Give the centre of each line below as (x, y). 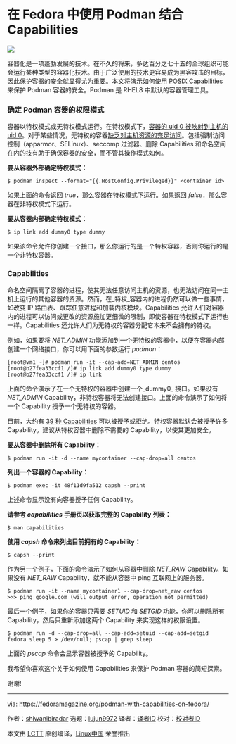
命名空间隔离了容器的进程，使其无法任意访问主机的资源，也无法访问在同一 (115, 290)
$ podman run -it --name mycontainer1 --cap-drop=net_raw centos (105, 591)
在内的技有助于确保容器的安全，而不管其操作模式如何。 (87, 153)
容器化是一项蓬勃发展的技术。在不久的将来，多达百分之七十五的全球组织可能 (118, 63)
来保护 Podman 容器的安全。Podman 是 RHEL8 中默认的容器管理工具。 (110, 89)
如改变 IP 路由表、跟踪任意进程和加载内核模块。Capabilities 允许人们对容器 (116, 308)
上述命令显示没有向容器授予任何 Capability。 (72, 499)
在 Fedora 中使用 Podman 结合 (96, 14)
